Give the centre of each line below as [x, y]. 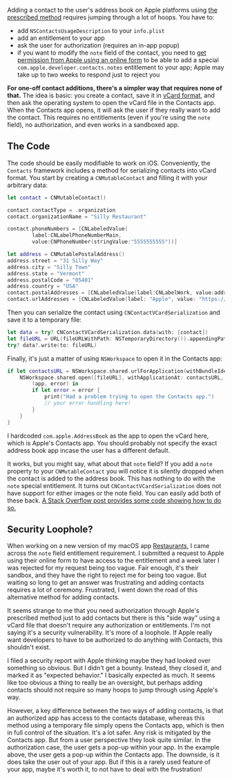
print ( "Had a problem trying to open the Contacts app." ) [129, 397]
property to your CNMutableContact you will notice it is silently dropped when [116, 471]
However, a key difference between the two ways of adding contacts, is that [115, 711]
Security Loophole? [50, 529]
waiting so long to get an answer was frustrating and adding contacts [106, 583]
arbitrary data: [28, 185]
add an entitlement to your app [61, 38]
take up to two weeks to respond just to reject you [88, 75]
